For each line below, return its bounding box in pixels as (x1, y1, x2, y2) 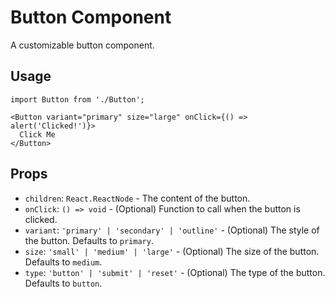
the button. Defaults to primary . (24, 234, 154, 246)
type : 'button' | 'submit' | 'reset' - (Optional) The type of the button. (24, 266, 326, 278)
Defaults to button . (24, 277, 103, 289)
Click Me (19, 129, 56, 140)
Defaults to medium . (24, 256, 103, 268)
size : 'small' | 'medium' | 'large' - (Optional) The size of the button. (24, 245, 320, 257)
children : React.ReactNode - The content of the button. (24, 192, 251, 204)
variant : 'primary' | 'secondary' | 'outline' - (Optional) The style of (24, 224, 320, 236)
